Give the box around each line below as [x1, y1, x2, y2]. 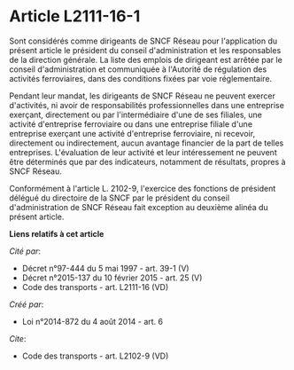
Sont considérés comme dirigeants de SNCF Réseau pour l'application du [9, 35, 278, 46]
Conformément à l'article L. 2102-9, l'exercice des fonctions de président [9, 183, 276, 193]
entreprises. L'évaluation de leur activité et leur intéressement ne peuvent [9, 146, 277, 157]
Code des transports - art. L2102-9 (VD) [21, 350, 169, 361]
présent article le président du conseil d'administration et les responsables [9, 44, 282, 55]
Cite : [9, 333, 27, 343]
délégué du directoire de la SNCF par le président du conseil [9, 193, 230, 203]
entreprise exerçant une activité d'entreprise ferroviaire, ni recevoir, [9, 128, 255, 138]
